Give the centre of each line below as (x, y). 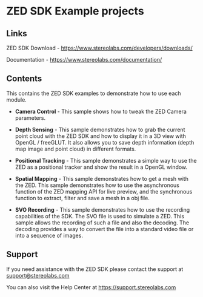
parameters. (30, 118)
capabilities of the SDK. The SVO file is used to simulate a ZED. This (100, 216)
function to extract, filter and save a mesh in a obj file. (82, 198)
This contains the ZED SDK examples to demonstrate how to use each (94, 93)
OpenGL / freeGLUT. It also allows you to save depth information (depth (105, 142)
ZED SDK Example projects (75, 11)
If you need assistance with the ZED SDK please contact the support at (95, 269)
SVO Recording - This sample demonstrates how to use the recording (102, 209)
